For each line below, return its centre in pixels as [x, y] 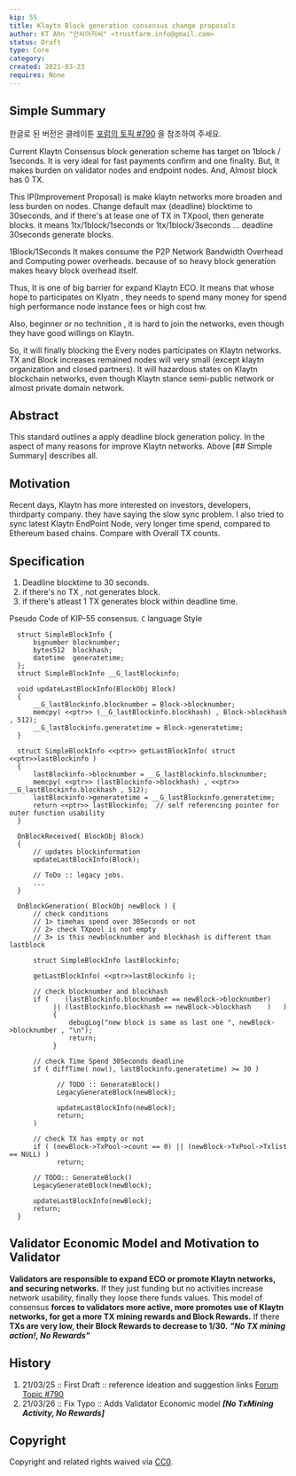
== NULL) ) [29, 1154]
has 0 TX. [27, 179]
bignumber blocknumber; [77, 643]
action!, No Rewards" [50, 1335]
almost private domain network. [67, 387]
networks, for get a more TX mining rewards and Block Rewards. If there [144, 1316]
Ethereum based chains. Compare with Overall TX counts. [115, 534]
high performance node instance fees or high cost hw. [108, 306]
